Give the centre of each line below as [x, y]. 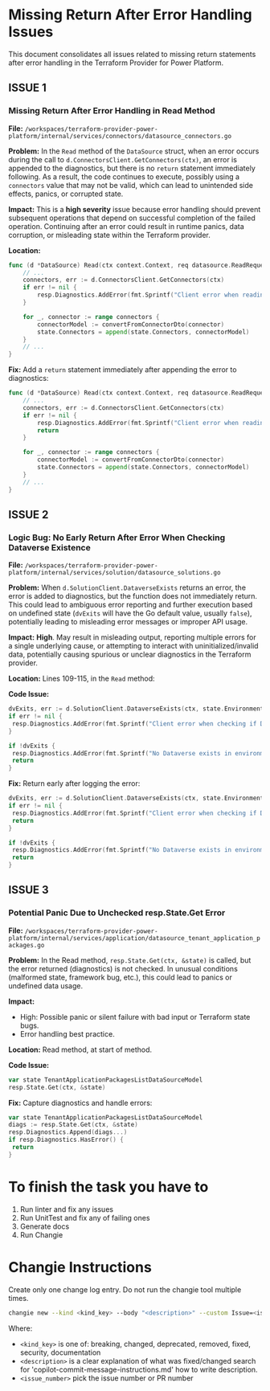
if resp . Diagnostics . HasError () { [66, 1140]
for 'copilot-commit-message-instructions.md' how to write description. [139, 1369]
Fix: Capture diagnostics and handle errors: [80, 1103]
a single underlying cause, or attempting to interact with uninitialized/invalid [133, 646]
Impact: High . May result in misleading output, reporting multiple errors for [132, 637]
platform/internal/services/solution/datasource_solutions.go [115, 573]
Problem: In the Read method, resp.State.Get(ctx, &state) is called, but [130, 960]
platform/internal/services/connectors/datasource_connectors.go [120, 136]
